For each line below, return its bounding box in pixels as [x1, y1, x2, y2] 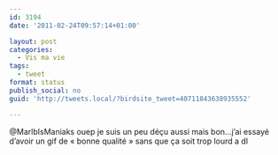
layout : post [9, 37, 58, 46]
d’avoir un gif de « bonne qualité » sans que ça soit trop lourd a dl [9, 136, 249, 146]
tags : [9, 62, 29, 70]
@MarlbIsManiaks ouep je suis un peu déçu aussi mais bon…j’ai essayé [9, 126, 270, 137]
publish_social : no [9, 85, 81, 95]
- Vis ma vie [17, 54, 66, 63]
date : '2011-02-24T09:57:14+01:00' [9, 21, 141, 30]
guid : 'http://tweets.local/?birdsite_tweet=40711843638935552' [9, 94, 251, 103]
